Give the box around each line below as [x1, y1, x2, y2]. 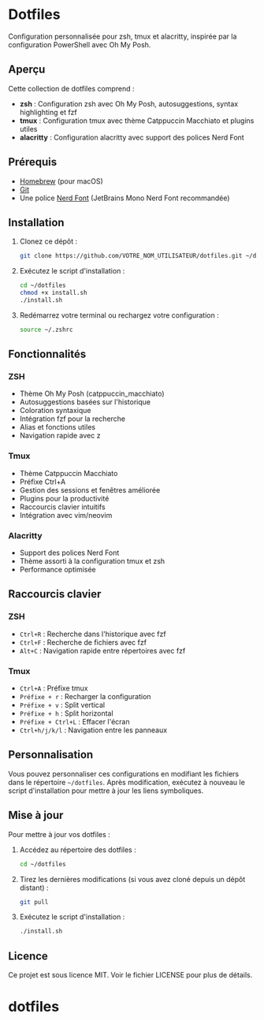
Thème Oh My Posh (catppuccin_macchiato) [19, 389, 165, 399]
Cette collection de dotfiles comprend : [8, 84, 135, 93]
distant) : [19, 883, 49, 892]
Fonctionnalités [8, 348, 87, 361]
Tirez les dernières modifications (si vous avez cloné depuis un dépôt [19, 874, 246, 884]
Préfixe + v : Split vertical [19, 700, 105, 710]
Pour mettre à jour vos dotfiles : [8, 829, 110, 839]
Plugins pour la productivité [19, 493, 110, 503]
